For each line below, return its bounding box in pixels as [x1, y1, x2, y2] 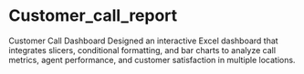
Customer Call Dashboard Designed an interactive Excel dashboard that [8, 35, 279, 46]
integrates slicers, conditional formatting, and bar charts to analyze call [8, 44, 276, 55]
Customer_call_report [8, 5, 178, 26]
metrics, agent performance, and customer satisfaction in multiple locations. [8, 54, 296, 65]
